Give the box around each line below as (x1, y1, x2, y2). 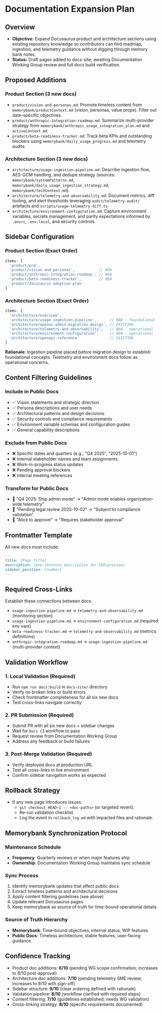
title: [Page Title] (5, 558, 47, 563)
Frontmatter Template (5, 531, 73, 539)
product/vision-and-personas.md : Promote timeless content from (12, 102, 142, 108)
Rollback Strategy (5, 786, 60, 795)
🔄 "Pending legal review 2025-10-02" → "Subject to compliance (12, 506, 141, 512)
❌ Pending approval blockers (12, 467, 71, 473)
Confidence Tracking (5, 952, 71, 960)
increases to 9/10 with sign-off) (12, 980, 75, 986)
